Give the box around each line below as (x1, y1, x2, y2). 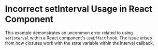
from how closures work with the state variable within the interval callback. (5, 40, 154, 46)
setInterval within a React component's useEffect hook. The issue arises (5, 35, 152, 41)
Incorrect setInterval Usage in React (5, 3, 153, 15)
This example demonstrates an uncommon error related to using (5, 30, 133, 35)
